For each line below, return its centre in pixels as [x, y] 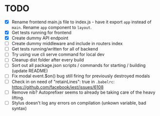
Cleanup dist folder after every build [48, 60]
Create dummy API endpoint [40, 38]
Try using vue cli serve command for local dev [58, 54]
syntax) [19, 108]
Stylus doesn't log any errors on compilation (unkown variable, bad [79, 103]
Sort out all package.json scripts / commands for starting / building [79, 66]
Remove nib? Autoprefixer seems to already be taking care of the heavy [83, 92]
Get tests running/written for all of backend [55, 49]
